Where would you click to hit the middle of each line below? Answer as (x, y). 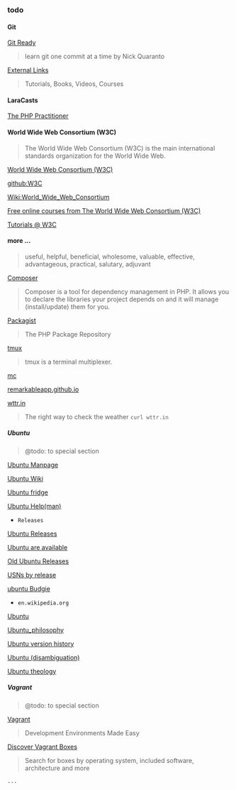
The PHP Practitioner (38, 116)
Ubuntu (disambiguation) (44, 657)
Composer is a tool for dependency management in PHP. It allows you (127, 291)
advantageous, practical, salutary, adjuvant (88, 264)
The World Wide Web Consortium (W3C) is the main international (120, 148)
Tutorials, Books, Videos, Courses (74, 84)
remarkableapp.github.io (43, 389)
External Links (28, 70)
